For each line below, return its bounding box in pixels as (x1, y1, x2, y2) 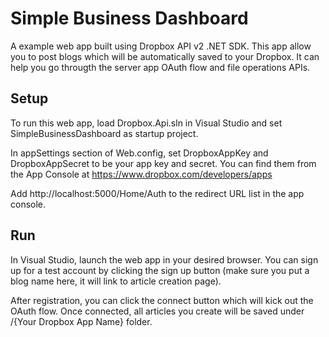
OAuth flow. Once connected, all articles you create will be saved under (10, 305, 305, 317)
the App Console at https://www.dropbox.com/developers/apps (10, 168, 273, 180)
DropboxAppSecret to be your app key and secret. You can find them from (10, 157, 317, 169)
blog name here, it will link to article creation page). (10, 275, 222, 287)
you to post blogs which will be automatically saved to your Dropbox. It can (10, 50, 320, 62)
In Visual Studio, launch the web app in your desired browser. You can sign (10, 253, 319, 266)
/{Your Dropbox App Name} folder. (10, 315, 153, 327)
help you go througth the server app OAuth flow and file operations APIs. (10, 61, 311, 73)
